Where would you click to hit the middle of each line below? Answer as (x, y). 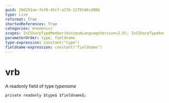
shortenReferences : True (31, 24)
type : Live (17, 15)
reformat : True (21, 19)
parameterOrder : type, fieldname (40, 38)
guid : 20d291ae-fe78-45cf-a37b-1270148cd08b (53, 10)
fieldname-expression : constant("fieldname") (54, 47)
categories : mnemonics (29, 29)
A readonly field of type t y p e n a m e (41, 86)
